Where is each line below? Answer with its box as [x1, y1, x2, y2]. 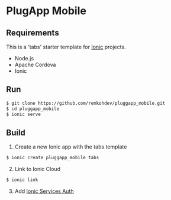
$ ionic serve [6, 111, 41, 117]
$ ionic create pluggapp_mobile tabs [6, 155, 99, 161]
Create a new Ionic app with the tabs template [14, 143, 127, 150]
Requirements [6, 28, 59, 38]
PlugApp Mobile [6, 4, 87, 18]
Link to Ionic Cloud [14, 166, 61, 173]
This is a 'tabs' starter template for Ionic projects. [6, 43, 126, 50]
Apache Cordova [14, 61, 56, 68]
